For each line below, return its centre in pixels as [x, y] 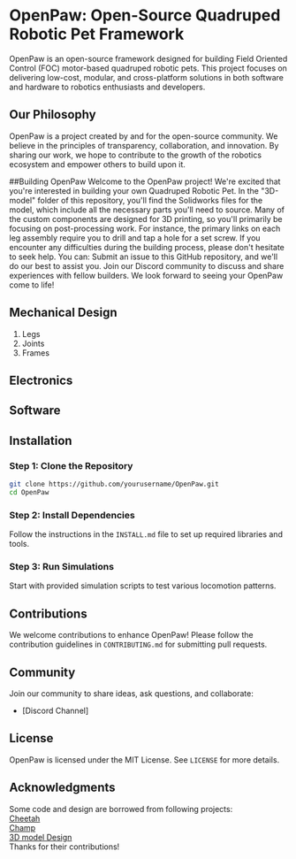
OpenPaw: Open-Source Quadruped [145, 15]
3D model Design [41, 837]
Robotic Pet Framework [97, 34]
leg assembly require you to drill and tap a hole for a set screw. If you [135, 238]
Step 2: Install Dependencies [72, 515]
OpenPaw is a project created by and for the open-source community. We [144, 136]
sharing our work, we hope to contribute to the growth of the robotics [136, 155]
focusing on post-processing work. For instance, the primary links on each [145, 228]
